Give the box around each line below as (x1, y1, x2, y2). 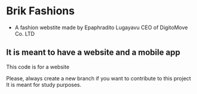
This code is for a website (6, 63, 70, 70)
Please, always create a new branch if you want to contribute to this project (6, 74, 192, 82)
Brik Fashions (6, 4, 75, 18)
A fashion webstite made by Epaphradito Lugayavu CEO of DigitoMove (14, 24, 188, 31)
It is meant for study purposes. (6, 81, 82, 88)
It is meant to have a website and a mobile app (6, 48, 180, 58)
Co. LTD (14, 30, 35, 37)
